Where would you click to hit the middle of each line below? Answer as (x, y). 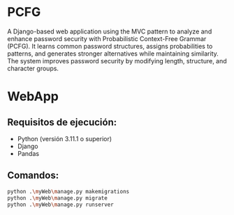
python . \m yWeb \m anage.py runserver (60, 205)
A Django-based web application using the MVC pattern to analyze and (110, 31)
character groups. (33, 68)
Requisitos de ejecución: (62, 122)
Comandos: (33, 176)
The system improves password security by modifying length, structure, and (117, 61)
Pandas (28, 153)
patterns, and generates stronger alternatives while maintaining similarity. (113, 54)
